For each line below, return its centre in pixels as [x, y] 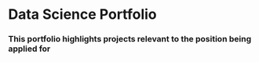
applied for [29, 49]
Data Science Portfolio [82, 15]
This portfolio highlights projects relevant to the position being [130, 39]
